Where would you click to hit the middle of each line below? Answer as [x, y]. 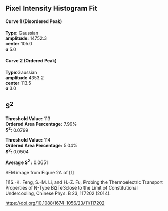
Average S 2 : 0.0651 [27, 162]
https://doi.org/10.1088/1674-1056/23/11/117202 [55, 203]
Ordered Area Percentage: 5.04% [41, 146]
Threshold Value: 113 [28, 118]
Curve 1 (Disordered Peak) [34, 21]
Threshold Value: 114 [28, 140]
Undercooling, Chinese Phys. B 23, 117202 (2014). [58, 193]
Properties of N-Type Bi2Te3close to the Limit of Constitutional [72, 187]
